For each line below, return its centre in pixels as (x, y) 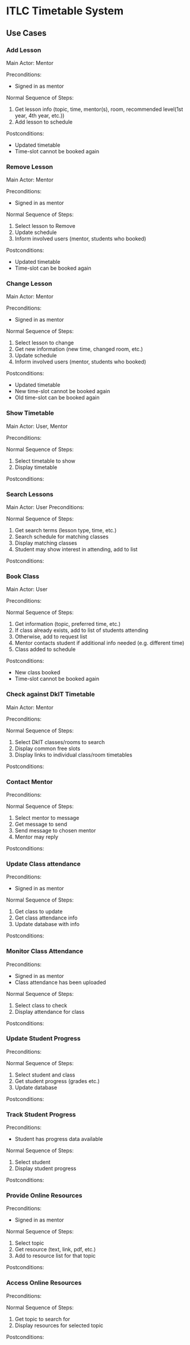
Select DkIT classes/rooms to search (60, 742)
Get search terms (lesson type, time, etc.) (66, 530)
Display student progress (45, 1168)
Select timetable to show (45, 461)
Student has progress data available (59, 1139)
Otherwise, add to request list (51, 637)
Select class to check (41, 1005)
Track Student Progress (41, 1114)
